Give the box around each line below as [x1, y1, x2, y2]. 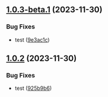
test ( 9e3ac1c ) [14, 36, 50, 43]
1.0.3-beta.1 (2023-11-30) [6, 5, 103, 15]
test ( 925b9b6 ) [14, 85, 52, 92]
